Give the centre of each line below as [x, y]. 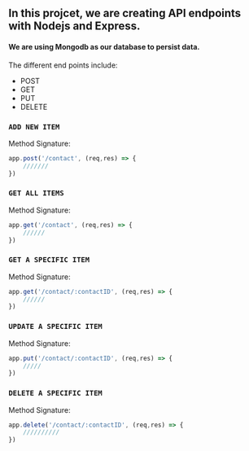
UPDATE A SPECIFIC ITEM [56, 326]
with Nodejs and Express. [74, 26]
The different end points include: [63, 65]
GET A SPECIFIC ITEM [49, 260]
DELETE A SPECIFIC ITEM [56, 393]
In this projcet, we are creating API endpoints [125, 13]
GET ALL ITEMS [36, 193]
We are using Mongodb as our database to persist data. [104, 46]
